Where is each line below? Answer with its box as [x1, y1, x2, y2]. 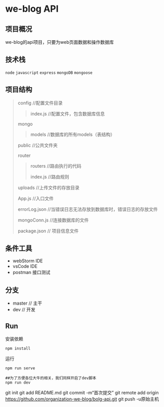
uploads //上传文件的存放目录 [17, 184, 80, 191]
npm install [5, 346, 31, 351]
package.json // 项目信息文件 [17, 228, 79, 234]
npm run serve [5, 366, 36, 371]
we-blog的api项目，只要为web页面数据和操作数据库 [5, 39, 114, 45]
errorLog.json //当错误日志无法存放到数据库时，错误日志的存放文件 [17, 206, 158, 212]
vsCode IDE [12, 263, 38, 269]
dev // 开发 [12, 307, 36, 313]
